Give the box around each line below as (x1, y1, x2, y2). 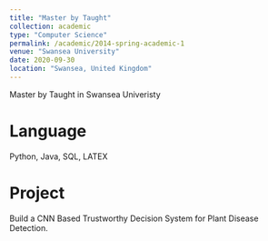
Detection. (9, 222, 48, 233)
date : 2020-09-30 (9, 55, 75, 65)
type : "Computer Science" (9, 30, 107, 39)
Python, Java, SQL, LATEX (9, 151, 108, 162)
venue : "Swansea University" (9, 47, 120, 56)
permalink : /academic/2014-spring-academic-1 (9, 38, 184, 48)
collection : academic (9, 22, 92, 31)
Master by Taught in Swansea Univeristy (9, 88, 161, 100)
